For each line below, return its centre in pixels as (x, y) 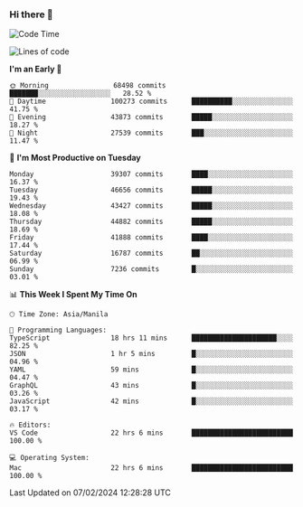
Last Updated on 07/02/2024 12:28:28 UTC (90, 493)
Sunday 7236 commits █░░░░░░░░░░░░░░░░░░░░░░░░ (151, 269)
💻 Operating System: (50, 458)
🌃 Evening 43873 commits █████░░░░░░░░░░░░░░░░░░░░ (151, 117)
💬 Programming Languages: (58, 330)
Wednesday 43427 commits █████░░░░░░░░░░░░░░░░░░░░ (151, 206)
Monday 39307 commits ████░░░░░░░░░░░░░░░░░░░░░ (151, 174)
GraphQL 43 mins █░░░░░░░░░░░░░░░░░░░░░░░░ (151, 386)
